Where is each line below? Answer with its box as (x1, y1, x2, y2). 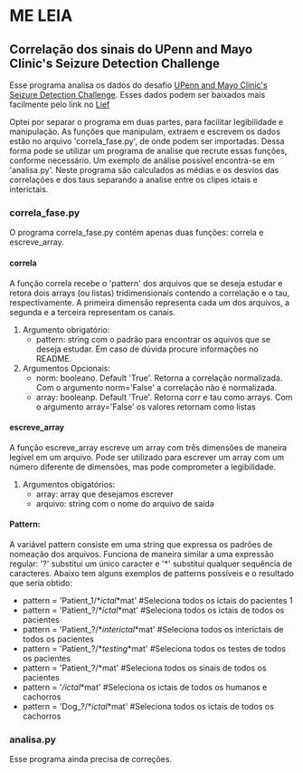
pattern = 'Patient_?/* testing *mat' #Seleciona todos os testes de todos (22, 643, 287, 653)
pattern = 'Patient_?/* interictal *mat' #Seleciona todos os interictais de (22, 623, 284, 634)
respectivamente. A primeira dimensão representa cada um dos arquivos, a (9, 296, 290, 308)
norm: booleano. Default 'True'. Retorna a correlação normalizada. (35, 372, 283, 383)
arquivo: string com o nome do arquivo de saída (35, 498, 214, 508)
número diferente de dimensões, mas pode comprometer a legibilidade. (9, 461, 277, 472)
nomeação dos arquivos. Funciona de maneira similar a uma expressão (9, 548, 274, 559)
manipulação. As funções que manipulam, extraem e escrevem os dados (9, 126, 280, 137)
